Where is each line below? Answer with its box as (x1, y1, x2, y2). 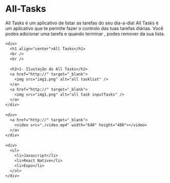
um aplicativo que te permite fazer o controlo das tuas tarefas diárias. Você (5, 25, 163, 31)
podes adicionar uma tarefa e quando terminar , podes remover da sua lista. (5, 30, 165, 37)
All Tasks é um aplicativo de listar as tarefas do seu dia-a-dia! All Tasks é (5, 20, 159, 26)
